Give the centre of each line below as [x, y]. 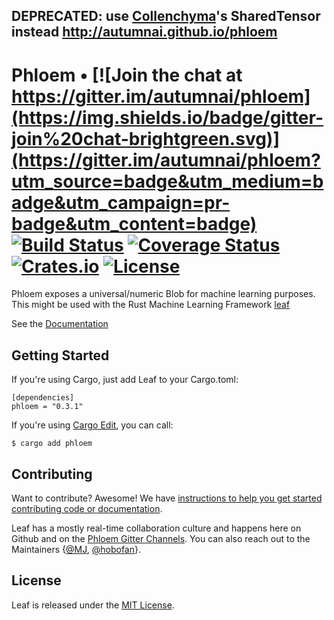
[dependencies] [43, 398]
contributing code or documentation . [87, 508]
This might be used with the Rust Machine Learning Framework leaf [151, 305]
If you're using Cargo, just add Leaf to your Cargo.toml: [125, 380]
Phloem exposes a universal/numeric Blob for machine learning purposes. [163, 294]
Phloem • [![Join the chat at [127, 75]
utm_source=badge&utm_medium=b [167, 181]
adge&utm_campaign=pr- [121, 202]
